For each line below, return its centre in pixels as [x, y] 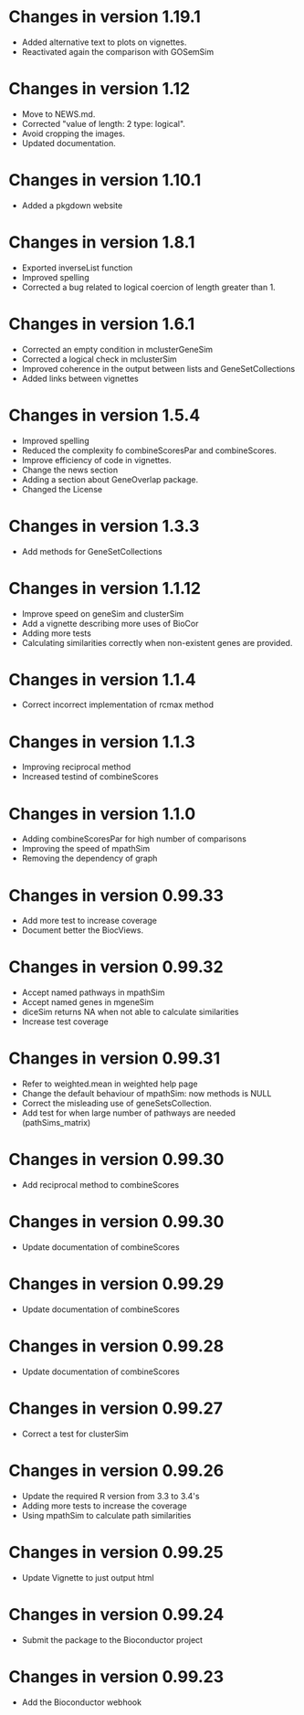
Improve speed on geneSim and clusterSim [103, 613]
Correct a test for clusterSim [75, 1434]
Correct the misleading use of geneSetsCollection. [116, 1104]
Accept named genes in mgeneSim [88, 1002]
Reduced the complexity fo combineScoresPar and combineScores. [149, 450]
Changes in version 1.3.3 [104, 526]
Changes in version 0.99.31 [115, 1059]
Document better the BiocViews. [82, 930]
